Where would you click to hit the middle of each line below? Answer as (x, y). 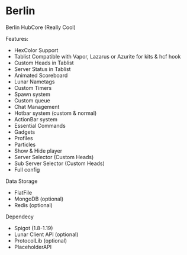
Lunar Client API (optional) (46, 234)
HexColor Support (36, 50)
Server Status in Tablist (42, 69)
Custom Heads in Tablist (44, 63)
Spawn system (32, 94)
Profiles (23, 138)
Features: (17, 38)
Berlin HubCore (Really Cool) (41, 27)
